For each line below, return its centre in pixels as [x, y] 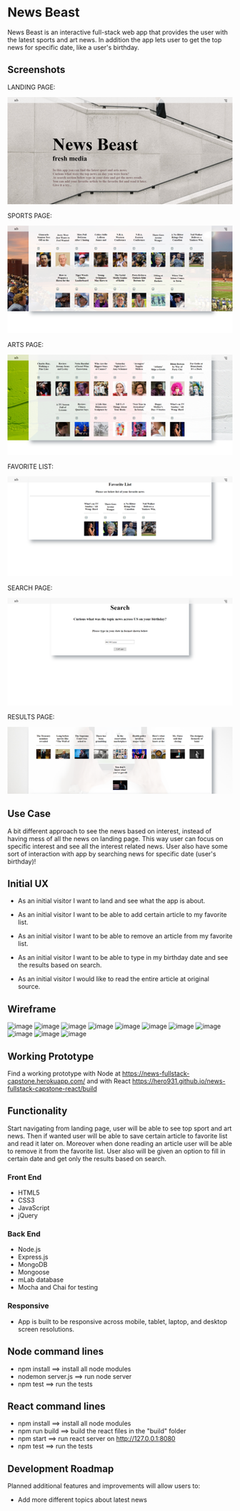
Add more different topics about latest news [82, 1500]
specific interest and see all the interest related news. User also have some [118, 846]
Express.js [33, 1257]
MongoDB [32, 1265]
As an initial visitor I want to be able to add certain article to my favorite [122, 915]
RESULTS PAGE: [31, 717]
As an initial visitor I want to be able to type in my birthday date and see [123, 958]
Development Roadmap [61, 1469]
